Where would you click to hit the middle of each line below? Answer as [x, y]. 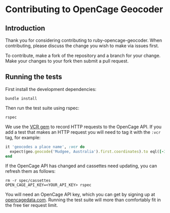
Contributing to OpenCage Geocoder [84, 9]
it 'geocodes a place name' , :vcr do [45, 147]
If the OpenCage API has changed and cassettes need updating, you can [81, 166]
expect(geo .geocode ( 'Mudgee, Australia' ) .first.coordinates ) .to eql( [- [87, 151]
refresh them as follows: [30, 171]
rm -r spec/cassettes [28, 181]
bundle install [21, 98]
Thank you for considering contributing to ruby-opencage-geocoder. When [84, 40]
